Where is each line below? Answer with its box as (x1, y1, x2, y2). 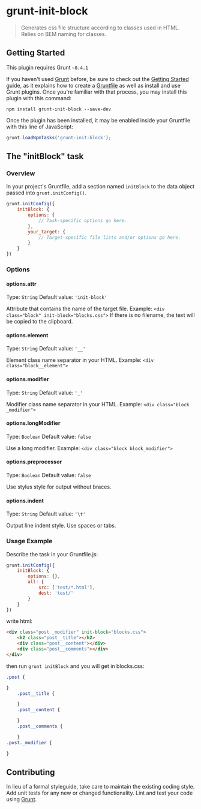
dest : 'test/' (38, 590, 74, 596)
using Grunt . (6, 796, 37, 803)
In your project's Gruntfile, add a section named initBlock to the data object (6, 183, 195, 190)
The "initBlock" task (6, 151, 84, 161)
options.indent (6, 497, 44, 504)
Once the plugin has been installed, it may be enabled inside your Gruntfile (6, 116, 191, 124)
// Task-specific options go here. (38, 217, 128, 223)
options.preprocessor (6, 458, 62, 466)
